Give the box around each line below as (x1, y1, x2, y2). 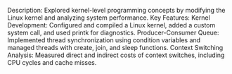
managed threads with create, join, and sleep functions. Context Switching (7, 44, 224, 51)
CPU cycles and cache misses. (7, 58, 97, 66)
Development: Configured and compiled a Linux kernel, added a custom (7, 21, 216, 29)
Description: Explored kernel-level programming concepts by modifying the (7, 6, 226, 14)
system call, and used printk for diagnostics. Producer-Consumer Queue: (7, 28, 219, 37)
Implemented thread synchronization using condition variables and (7, 36, 201, 44)
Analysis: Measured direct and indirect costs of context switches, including (7, 51, 225, 59)
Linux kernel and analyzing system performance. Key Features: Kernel (7, 13, 211, 22)
